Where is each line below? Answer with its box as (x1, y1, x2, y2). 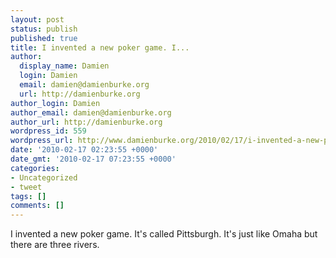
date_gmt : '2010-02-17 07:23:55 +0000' (10, 154, 177, 164)
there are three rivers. (10, 239, 100, 251)
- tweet (10, 182, 43, 192)
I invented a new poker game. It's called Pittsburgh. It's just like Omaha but (10, 228, 318, 240)
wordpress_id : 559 (10, 126, 87, 136)
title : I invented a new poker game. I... (10, 42, 190, 53)
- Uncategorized (10, 172, 78, 183)
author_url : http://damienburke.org (10, 117, 163, 127)
